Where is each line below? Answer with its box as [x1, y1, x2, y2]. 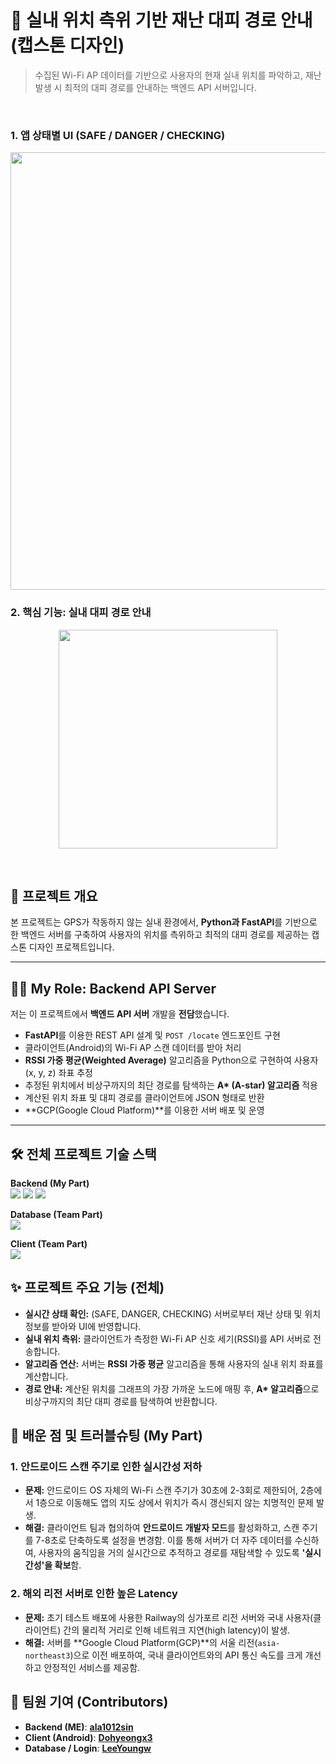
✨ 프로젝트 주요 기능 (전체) [10, 1279, 165, 1296]
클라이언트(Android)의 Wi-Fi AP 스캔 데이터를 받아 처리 [24, 1042, 242, 1054]
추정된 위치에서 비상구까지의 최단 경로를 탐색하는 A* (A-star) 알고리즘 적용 [24, 1079, 318, 1091]
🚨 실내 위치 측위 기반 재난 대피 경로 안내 [10, 9, 313, 32]
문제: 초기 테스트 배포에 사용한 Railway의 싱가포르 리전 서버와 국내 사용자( [24, 1611, 314, 1623]
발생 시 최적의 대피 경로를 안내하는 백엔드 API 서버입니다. [34, 81, 257, 93]
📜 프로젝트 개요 [10, 887, 98, 905]
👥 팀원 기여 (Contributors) [10, 1694, 169, 1711]
